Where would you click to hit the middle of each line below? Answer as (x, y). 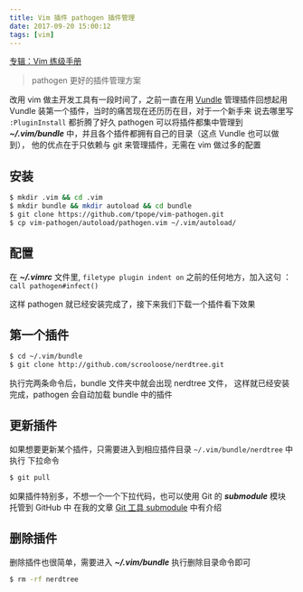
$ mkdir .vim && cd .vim (56, 198)
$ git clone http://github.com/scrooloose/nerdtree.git (117, 365)
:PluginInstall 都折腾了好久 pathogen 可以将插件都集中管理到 (126, 122)
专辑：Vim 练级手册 (46, 61)
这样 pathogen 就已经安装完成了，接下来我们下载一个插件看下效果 (133, 304)
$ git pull (30, 477)
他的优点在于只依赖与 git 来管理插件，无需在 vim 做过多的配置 (146, 145)
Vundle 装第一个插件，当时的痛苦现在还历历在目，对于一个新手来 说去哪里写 (151, 111)
